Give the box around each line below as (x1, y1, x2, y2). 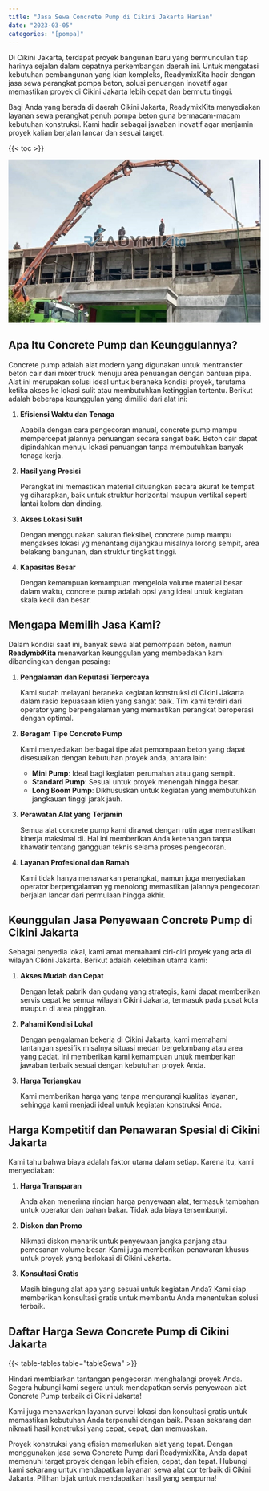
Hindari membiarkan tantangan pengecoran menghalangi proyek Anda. (8, 1374, 243, 1384)
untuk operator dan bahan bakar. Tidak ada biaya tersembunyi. (19, 1205, 228, 1215)
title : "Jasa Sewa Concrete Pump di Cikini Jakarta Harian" (8, 13, 214, 21)
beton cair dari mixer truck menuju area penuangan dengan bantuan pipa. (8, 368, 252, 378)
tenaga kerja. (19, 450, 64, 460)
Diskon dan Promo (19, 1221, 82, 1230)
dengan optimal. (19, 713, 74, 723)
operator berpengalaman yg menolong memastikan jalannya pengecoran (19, 881, 260, 891)
